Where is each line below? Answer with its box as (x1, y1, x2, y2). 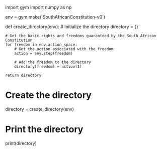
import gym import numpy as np (5, 5, 72, 10)
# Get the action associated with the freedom (14, 47, 114, 52)
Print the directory (5, 124, 84, 135)
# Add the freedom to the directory (14, 60, 92, 65)
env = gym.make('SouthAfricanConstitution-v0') (5, 14, 106, 20)
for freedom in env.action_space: (5, 42, 78, 47)
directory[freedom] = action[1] (14, 64, 82, 69)
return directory (5, 73, 42, 78)
